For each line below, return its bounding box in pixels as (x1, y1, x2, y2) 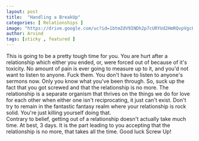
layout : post (6, 8, 38, 15)
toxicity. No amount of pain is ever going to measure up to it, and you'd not (6, 65, 189, 72)
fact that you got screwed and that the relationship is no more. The (6, 84, 169, 91)
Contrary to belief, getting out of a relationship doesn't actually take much (6, 116, 187, 122)
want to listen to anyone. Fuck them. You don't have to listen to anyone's (6, 72, 183, 78)
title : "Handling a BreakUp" (6, 14, 81, 20)
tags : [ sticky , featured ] (6, 36, 76, 42)
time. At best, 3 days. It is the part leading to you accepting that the (6, 122, 171, 129)
